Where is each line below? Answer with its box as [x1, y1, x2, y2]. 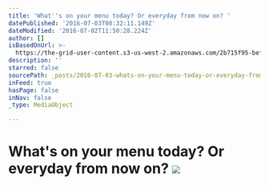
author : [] [8, 34, 45, 42]
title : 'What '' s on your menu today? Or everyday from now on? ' [8, 11, 231, 20]
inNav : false [8, 94, 52, 102]
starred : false [8, 64, 59, 72]
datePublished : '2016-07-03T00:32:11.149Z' [8, 19, 156, 27]
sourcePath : [8, 71, 48, 79]
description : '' [8, 57, 62, 65]
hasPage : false [8, 86, 59, 95]
